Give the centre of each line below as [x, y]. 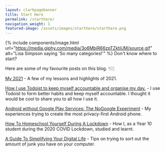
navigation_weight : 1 [28, 24]
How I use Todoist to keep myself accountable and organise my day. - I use [83, 88]
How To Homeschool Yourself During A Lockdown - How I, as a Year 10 [78, 124]
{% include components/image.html [42, 43]
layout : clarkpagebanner [31, 10]
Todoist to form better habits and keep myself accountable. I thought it [78, 94]
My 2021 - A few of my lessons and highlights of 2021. [61, 79]
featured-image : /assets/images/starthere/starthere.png [66, 29]
